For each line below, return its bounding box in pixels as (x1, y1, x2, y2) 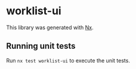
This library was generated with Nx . (6, 24, 94, 31)
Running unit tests (6, 41, 76, 51)
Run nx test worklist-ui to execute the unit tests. (6, 57, 130, 64)
